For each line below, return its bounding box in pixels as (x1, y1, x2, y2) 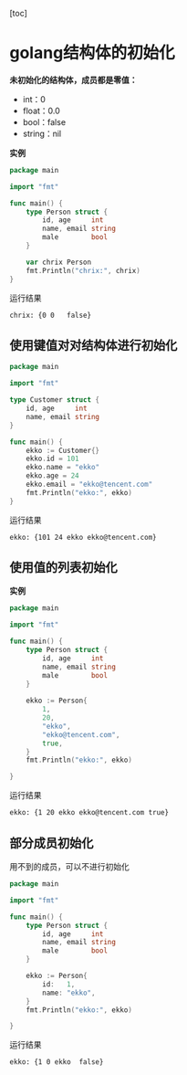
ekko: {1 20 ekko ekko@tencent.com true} (9, 808, 170, 817)
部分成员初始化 (9, 835, 94, 850)
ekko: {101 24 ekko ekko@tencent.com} (9, 532, 157, 542)
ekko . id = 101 (26, 454, 79, 464)
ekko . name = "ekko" (26, 463, 100, 472)
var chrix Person (26, 258, 92, 267)
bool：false (22, 116, 67, 127)
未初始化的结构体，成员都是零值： (9, 74, 138, 85)
